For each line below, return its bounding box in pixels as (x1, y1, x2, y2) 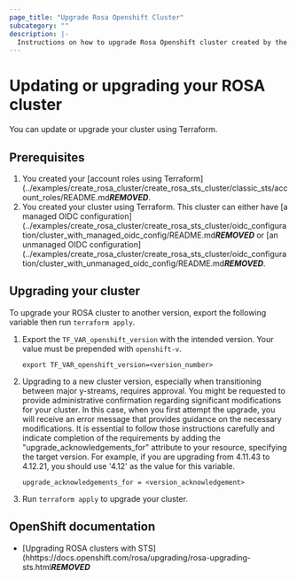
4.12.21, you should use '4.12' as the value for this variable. (21, 460, 235, 471)
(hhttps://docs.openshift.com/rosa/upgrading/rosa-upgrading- (21, 552, 251, 563)
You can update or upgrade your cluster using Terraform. (9, 124, 218, 135)
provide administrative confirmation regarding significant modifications (21, 395, 282, 405)
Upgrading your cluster (9, 284, 140, 299)
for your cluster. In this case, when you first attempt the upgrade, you (21, 404, 276, 415)
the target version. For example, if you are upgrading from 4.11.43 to (21, 451, 270, 462)
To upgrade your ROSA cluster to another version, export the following (9, 307, 267, 317)
